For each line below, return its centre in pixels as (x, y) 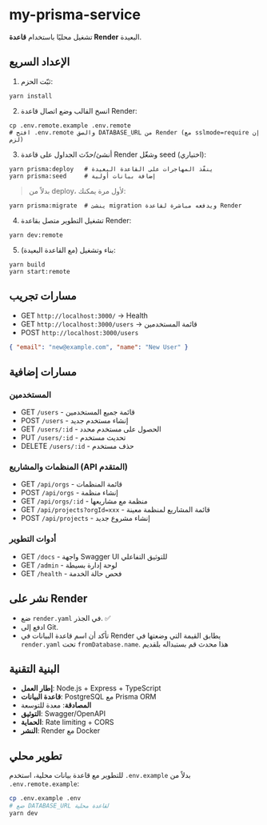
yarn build (27, 264)
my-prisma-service (75, 15)
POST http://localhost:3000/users (80, 332)
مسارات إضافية (43, 372)
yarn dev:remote (36, 235)
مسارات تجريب (43, 296)
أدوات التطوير (33, 539)
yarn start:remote (40, 271)
